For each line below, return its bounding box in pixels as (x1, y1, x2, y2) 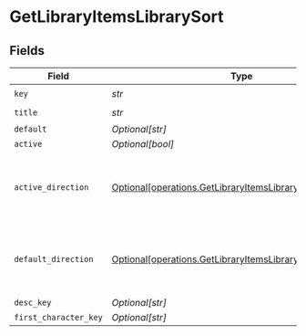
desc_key (14, 298, 52, 308)
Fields (9, 43, 46, 58)
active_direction (14, 183, 89, 193)
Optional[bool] (111, 138, 175, 150)
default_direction (14, 254, 94, 264)
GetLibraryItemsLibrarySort (9, 6, 225, 27)
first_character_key (14, 312, 103, 322)
